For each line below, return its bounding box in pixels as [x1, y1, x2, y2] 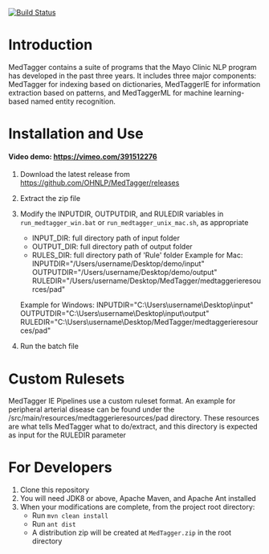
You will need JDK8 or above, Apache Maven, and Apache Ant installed [19, 494, 257, 503]
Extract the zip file [19, 194, 81, 203]
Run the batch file [19, 342, 79, 351]
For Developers [8, 458, 112, 477]
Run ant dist [31, 519, 76, 529]
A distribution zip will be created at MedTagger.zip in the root [31, 527, 231, 538]
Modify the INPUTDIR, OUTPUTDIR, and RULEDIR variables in [19, 209, 224, 219]
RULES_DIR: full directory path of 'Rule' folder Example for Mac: [31, 250, 243, 261]
